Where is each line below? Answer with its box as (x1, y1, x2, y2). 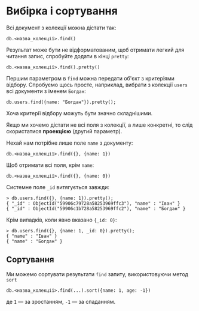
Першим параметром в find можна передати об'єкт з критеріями (6, 74, 175, 82)
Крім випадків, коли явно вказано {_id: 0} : (6, 216, 118, 223)
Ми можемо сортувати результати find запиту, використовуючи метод (6, 270, 189, 277)
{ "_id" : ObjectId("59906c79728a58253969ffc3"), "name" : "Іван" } (6, 200, 180, 207)
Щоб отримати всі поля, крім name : (6, 161, 94, 169)
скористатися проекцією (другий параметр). (6, 127, 123, 134)
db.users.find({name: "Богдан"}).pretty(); (6, 99, 117, 105)
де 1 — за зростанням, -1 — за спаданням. (6, 298, 116, 305)
